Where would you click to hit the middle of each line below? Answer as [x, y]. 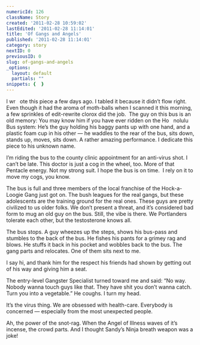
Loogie [15, 195]
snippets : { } [25, 85]
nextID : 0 [19, 51]
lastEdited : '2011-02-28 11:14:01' [51, 28]
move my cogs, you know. [38, 177]
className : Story [28, 17]
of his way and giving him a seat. [47, 269]
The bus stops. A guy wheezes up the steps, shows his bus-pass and [92, 232]
